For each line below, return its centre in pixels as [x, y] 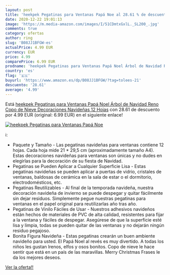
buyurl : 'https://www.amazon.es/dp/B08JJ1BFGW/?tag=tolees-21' [73, 80]
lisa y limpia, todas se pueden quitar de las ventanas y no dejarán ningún [88, 225]
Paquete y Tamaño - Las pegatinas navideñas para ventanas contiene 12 [88, 145]
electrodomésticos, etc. [37, 182]
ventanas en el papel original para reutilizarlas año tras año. [75, 204]
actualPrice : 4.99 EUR [29, 47]
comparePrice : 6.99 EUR [30, 62]
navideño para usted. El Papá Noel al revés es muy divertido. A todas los [88, 241]
